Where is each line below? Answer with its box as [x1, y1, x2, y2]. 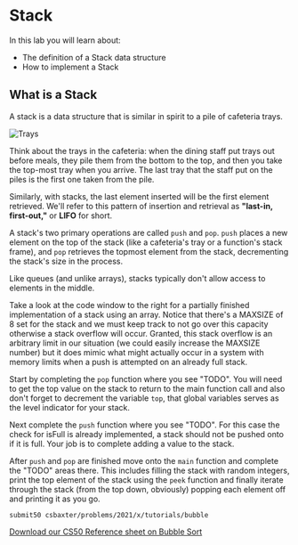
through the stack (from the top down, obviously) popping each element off [9, 484, 286, 494]
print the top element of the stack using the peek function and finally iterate [9, 474, 284, 485]
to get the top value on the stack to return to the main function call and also [9, 383, 286, 394]
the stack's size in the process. [9, 256, 124, 266]
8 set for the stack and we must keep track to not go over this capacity [9, 318, 269, 329]
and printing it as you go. [9, 493, 101, 504]
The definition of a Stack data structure [21, 52, 166, 62]
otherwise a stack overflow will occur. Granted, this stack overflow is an [9, 328, 273, 338]
